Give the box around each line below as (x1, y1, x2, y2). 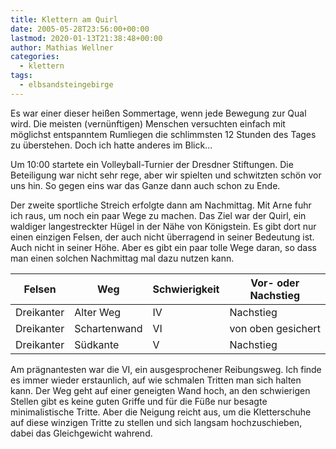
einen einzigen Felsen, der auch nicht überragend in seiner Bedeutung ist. (10, 231, 315, 243)
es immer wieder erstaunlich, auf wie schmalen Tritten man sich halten (10, 374, 302, 386)
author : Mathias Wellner (10, 42, 114, 53)
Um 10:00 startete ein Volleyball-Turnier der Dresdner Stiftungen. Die (10, 158, 294, 170)
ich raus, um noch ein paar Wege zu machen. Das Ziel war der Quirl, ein (10, 209, 307, 221)
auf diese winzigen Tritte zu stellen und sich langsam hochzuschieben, (10, 416, 303, 428)
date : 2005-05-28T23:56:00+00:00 (10, 24, 150, 34)
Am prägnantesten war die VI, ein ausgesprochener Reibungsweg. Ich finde (10, 363, 322, 375)
